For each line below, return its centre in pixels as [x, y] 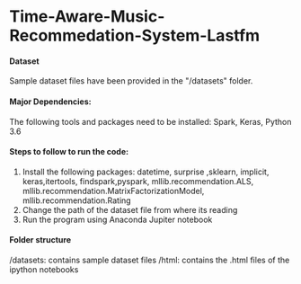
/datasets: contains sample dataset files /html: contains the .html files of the [150, 260]
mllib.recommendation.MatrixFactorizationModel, [113, 191]
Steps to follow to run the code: [69, 152]
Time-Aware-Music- [87, 17]
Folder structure [40, 240]
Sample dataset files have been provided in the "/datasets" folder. [131, 81]
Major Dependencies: [50, 102]
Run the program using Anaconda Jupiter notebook [117, 219]
